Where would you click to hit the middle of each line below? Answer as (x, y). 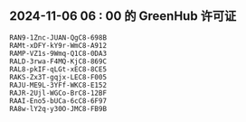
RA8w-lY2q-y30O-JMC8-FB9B (58, 108)
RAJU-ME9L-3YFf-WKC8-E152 (58, 85)
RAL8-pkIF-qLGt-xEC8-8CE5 (58, 69)
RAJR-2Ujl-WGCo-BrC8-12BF (58, 93)
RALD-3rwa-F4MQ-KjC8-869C (58, 61)
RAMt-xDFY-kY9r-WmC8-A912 (58, 45)
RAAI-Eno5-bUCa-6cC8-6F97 (58, 101)
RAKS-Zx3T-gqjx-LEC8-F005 (58, 77)
